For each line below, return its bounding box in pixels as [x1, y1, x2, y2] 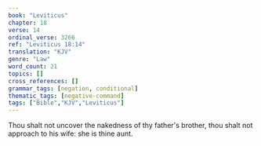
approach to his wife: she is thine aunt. [8, 129, 133, 138]
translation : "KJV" [8, 48, 72, 56]
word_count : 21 [8, 63, 58, 71]
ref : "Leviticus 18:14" [8, 41, 86, 49]
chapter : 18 [8, 19, 47, 27]
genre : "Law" [8, 56, 51, 64]
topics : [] [8, 70, 44, 78]
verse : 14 [8, 26, 41, 34]
